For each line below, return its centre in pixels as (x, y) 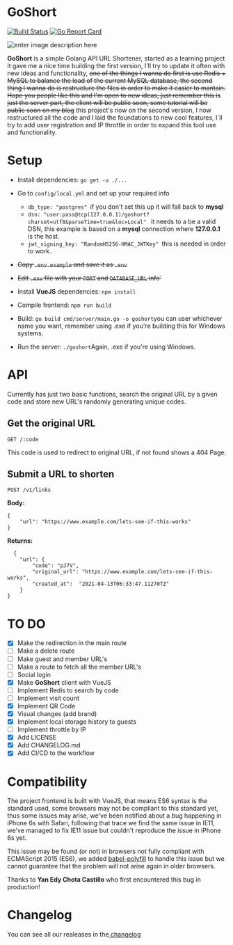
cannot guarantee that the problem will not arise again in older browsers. (111, 866)
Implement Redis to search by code (68, 690)
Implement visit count (48, 698)
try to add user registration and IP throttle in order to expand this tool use (112, 125)
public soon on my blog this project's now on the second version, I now (110, 110)
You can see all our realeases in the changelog (74, 935)
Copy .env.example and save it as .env (72, 264)
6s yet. (17, 838)
